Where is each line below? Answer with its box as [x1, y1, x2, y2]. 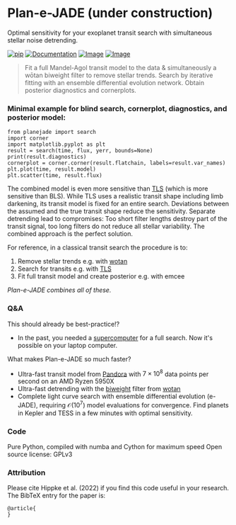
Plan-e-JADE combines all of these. [7, 286, 112, 295]
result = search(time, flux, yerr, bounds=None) [7, 147, 153, 154]
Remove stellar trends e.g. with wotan [17, 257, 128, 266]
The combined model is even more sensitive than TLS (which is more [7, 184, 208, 193]
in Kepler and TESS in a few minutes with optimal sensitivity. [17, 409, 193, 417]
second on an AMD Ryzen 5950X [17, 377, 114, 385]
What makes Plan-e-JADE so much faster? [7, 354, 131, 363]
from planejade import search [7, 129, 97, 136]
